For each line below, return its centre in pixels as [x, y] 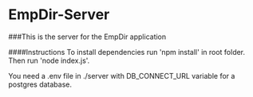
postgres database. [40, 84]
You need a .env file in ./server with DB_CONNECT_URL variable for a [122, 76]
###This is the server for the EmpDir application [87, 37]
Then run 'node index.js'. [49, 60]
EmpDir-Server [59, 15]
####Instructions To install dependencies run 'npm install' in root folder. [127, 52]
